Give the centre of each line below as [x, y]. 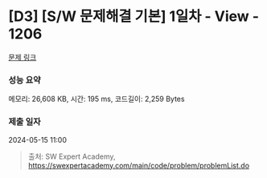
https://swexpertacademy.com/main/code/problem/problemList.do [139, 165]
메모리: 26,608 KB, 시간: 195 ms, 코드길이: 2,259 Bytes [97, 99]
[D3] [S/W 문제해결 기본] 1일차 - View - [134, 16]
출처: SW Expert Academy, [72, 156]
